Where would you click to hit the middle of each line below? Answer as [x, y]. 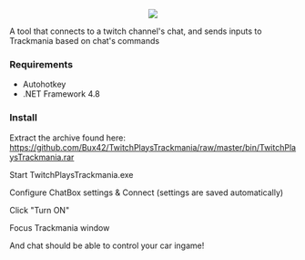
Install [24, 118]
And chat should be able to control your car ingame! [107, 245]
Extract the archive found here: [67, 138]
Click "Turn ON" [40, 210]
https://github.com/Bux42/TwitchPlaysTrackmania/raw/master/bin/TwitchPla [153, 147]
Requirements [41, 64]
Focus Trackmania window [60, 227]
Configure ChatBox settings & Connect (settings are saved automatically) [147, 192]
